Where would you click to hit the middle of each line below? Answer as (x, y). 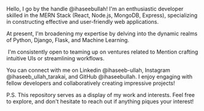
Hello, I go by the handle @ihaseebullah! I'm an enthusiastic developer (95, 9)
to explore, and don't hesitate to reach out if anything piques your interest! (100, 101)
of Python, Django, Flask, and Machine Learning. (68, 40)
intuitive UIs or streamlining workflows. (55, 58)
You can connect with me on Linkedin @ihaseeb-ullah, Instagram (88, 70)
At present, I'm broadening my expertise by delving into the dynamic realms (102, 34)
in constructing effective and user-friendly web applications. (83, 22)
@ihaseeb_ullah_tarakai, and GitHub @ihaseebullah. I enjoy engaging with (100, 77)
